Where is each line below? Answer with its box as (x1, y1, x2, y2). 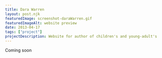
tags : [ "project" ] (5, 29, 42, 34)
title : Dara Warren (5, 7, 45, 12)
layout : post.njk (5, 12, 40, 16)
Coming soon (5, 47, 32, 53)
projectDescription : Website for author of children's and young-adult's (5, 34, 158, 39)
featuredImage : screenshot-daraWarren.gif (5, 16, 92, 21)
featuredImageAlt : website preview (5, 20, 77, 26)
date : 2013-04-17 (5, 25, 40, 30)
